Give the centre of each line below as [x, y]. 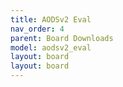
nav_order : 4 [37, 29]
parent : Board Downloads [62, 38]
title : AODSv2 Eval [51, 19]
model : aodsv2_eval [51, 47]
